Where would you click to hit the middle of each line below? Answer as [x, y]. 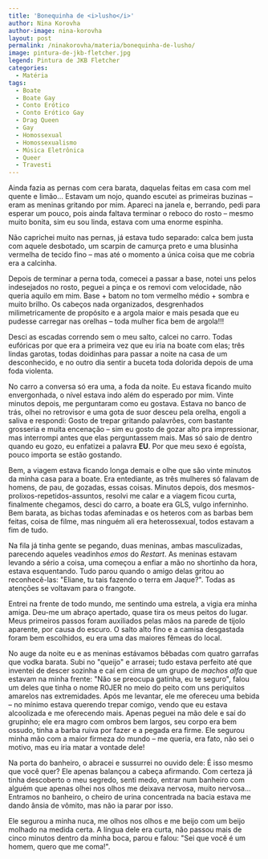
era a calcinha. [33, 263]
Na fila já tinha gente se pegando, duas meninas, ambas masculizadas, [126, 546]
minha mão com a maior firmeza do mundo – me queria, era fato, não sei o [131, 739]
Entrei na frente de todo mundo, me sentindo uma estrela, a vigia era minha [133, 604]
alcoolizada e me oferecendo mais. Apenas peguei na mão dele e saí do [127, 713]
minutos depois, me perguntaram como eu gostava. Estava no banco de [127, 404]
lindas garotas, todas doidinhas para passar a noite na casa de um [118, 354]
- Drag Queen [37, 120]
